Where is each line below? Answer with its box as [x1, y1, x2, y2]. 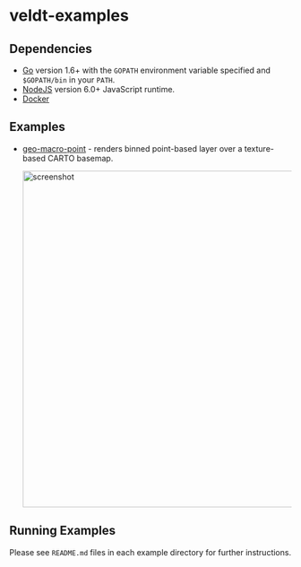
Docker [21, 93, 50, 104]
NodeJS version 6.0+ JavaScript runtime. [21, 84, 176, 94]
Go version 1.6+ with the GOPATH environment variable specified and [21, 65, 271, 75]
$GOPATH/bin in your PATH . [21, 74, 116, 85]
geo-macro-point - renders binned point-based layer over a [21, 143, 243, 153]
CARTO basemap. [47, 153, 114, 163]
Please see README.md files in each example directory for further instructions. [9, 546, 292, 557]
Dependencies [9, 41, 92, 57]
